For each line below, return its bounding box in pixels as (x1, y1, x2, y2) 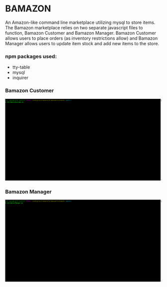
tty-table (12, 64, 30, 70)
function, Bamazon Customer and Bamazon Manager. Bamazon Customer (5, 30, 157, 36)
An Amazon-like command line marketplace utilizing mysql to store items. (5, 19, 156, 25)
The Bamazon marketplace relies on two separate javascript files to (5, 24, 143, 30)
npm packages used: (5, 53, 57, 60)
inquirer (12, 75, 29, 81)
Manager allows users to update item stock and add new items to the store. (5, 40, 160, 46)
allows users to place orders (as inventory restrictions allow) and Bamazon (5, 35, 158, 41)
